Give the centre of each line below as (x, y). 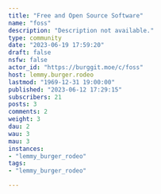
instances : (26, 149)
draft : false (30, 52)
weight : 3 (25, 119)
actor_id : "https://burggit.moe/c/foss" (76, 68)
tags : (17, 164)
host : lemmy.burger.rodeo (51, 75)
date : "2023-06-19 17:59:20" (56, 45)
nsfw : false (28, 60)
